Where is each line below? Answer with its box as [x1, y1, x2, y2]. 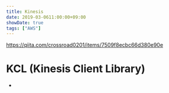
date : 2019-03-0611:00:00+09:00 [6, 14, 86, 20]
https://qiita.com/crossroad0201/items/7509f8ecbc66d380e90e [6, 41, 164, 49]
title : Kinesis [6, 8, 44, 15]
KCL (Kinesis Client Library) [6, 62, 145, 76]
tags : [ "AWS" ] [6, 25, 42, 31]
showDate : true [6, 20, 44, 25]
